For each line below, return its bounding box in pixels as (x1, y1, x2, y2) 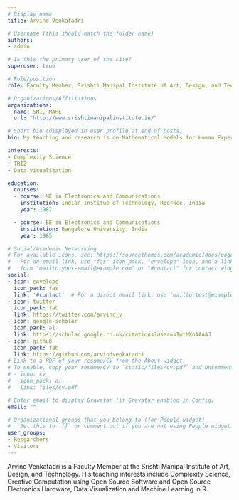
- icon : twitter (7, 298, 55, 305)
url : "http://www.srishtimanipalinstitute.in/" (14, 115, 158, 122)
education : (7, 179, 40, 187)
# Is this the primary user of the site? (7, 56, 132, 63)
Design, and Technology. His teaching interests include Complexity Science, (7, 469, 231, 478)
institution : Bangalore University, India (20, 225, 148, 233)
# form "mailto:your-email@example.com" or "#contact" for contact (7, 265, 218, 272)
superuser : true (7, 63, 55, 70)
